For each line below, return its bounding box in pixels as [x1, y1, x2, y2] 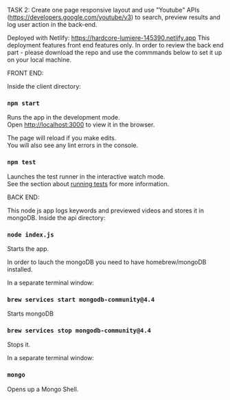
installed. [7, 265, 33, 274]
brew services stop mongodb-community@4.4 [7, 326, 151, 335]
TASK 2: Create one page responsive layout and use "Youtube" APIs [7, 6, 200, 14]
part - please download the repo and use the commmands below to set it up [7, 48, 222, 56]
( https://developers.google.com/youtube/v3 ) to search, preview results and [7, 13, 221, 21]
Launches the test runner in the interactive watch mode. [7, 172, 166, 181]
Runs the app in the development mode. [7, 113, 120, 122]
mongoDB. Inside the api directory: [7, 213, 106, 222]
